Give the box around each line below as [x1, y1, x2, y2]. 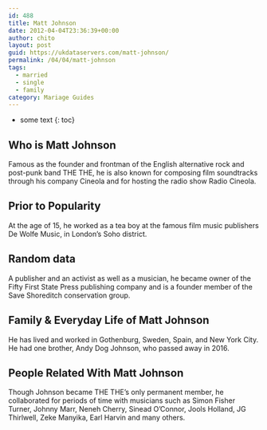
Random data [8, 252, 76, 266]
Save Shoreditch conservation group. [8, 290, 131, 300]
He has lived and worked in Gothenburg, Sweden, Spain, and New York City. [8, 334, 259, 344]
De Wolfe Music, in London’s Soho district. [8, 229, 147, 239]
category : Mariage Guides [8, 93, 94, 101]
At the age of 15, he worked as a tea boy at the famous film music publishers [8, 220, 259, 230]
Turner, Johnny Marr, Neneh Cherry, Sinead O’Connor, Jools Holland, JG [8, 404, 246, 414]
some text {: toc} [19, 115, 76, 124]
